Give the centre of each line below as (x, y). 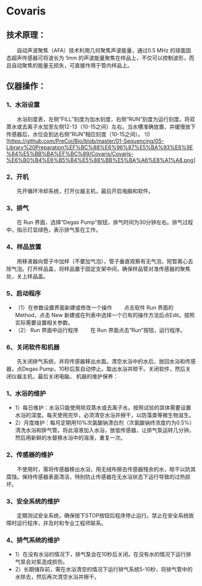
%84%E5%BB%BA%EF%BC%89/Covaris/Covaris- (70, 153)
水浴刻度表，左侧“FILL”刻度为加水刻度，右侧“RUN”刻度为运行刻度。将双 (106, 119)
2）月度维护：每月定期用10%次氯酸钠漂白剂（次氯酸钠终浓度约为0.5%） (105, 423)
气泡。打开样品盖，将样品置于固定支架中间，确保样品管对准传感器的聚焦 (101, 268)
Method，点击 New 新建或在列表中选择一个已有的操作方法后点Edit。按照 (105, 315)
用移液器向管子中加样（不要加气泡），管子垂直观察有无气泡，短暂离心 (103, 261)
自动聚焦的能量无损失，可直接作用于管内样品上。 (72, 65)
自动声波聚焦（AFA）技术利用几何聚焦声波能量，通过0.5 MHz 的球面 (102, 50)
